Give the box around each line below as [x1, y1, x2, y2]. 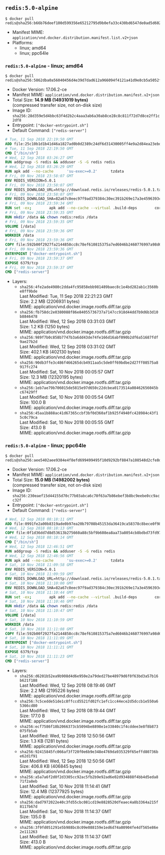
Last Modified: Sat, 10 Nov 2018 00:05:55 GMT [19, 419, 114, 425]
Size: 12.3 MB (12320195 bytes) [19, 374, 83, 380]
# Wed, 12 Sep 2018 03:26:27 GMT [5, 155, 74, 160]
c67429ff [19, 390, 38, 395]
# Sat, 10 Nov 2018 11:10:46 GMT [5, 599, 74, 604]
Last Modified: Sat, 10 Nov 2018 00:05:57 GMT [19, 369, 114, 375]
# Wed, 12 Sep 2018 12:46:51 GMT [5, 544, 74, 549]
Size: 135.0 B [19, 814, 46, 820]
